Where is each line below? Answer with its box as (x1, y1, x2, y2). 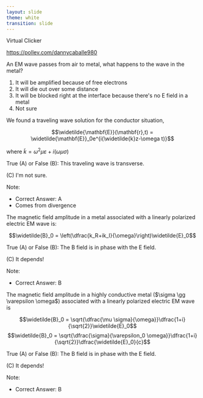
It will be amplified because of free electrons (15, 79, 128, 86)
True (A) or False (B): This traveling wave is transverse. (6, 160, 144, 167)
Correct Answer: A (15, 195, 62, 203)
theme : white (6, 15, 40, 21)
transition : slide (6, 20, 53, 26)
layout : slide (6, 9, 43, 15)
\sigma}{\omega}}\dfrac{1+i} (113, 316, 186, 324)
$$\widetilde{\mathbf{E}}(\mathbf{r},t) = (51, 129, 154, 136)
